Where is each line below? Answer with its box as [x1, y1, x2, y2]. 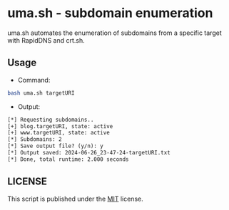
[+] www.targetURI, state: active [7, 130, 111, 137]
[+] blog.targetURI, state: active [7, 122, 113, 130]
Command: [17, 75, 51, 84]
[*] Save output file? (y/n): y [7, 142, 103, 150]
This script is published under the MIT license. [7, 194, 144, 203]
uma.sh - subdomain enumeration [7, 5, 213, 21]
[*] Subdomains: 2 [7, 136, 62, 143]
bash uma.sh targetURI [7, 89, 75, 97]
